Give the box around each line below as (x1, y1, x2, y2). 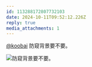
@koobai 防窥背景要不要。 (6, 42, 71, 49)
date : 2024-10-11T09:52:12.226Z (6, 14, 86, 20)
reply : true (6, 20, 36, 25)
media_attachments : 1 (6, 25, 60, 31)
